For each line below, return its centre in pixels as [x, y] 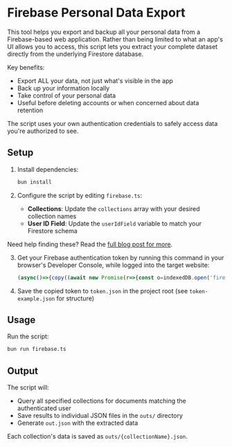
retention [30, 110]
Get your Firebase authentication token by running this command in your [121, 257]
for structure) [75, 298]
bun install [34, 182]
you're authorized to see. [43, 131]
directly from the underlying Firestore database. [75, 54]
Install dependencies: [48, 169]
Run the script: [28, 336]
